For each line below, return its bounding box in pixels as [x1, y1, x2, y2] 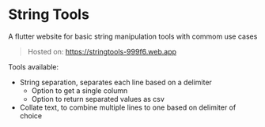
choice [19, 110, 43, 120]
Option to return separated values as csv [31, 94, 165, 103]
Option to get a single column [31, 85, 128, 95]
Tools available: [8, 62, 59, 72]
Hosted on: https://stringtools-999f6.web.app [27, 47, 176, 56]
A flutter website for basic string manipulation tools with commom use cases [8, 32, 258, 41]
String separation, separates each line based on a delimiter [19, 77, 212, 87]
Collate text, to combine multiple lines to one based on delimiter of [19, 103, 237, 112]
